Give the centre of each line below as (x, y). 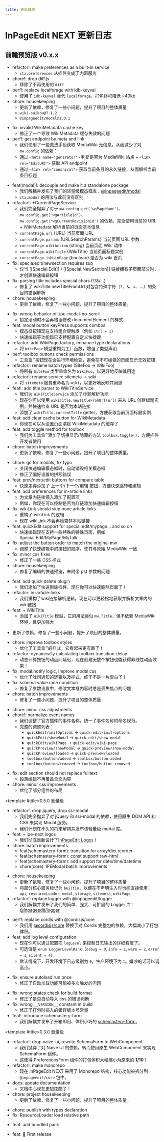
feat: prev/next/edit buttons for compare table (58, 480)
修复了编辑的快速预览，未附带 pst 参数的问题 (65, 571)
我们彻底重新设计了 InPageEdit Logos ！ (59, 840)
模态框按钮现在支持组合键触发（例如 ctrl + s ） (68, 331)
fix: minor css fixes (31, 554)
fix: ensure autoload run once (42, 977)
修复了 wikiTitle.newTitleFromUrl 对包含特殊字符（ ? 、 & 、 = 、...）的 (86, 286)
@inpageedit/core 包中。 (44, 1077)
